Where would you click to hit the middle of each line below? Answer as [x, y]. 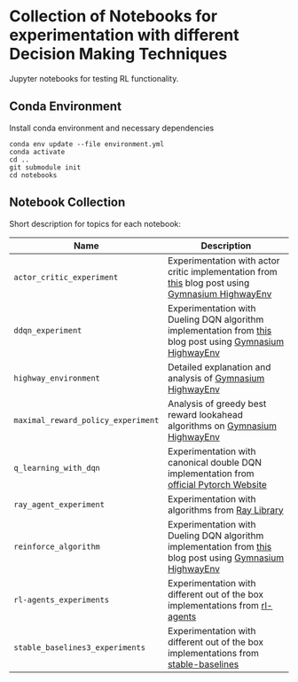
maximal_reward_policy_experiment [86, 420]
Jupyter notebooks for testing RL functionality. [94, 78]
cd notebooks [33, 175]
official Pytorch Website [217, 484]
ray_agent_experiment [59, 504]
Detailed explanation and [219, 367]
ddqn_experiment [48, 330]
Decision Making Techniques [118, 54]
